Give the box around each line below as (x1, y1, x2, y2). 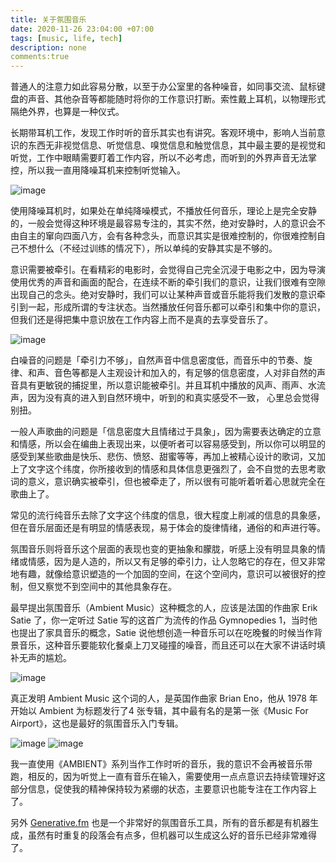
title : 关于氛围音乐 (10, 14, 87, 25)
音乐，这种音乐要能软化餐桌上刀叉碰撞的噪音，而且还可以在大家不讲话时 (18, 639, 317, 651)
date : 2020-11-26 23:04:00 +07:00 (10, 24, 155, 34)
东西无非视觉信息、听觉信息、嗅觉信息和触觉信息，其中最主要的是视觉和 (27, 139, 326, 151)
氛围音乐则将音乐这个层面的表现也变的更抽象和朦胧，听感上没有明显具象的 (10, 543, 317, 555)
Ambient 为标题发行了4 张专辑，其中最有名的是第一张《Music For (38, 705, 309, 717)
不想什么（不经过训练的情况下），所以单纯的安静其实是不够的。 (18, 242, 278, 255)
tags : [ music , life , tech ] (10, 33, 123, 43)
